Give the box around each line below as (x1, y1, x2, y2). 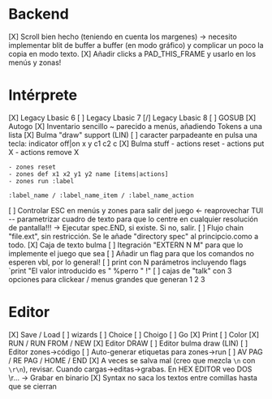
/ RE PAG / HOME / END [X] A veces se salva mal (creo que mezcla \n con (8, 355, 256, 365)
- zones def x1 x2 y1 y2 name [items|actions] (8, 169, 169, 178)
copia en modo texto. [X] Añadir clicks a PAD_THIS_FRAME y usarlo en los (8, 49, 257, 58)
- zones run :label (8, 177, 75, 185)
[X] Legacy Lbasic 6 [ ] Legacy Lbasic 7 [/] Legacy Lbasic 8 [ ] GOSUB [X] (8, 113, 257, 122)
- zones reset (8, 163, 57, 171)
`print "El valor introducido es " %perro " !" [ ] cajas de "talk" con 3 (8, 265, 232, 276)
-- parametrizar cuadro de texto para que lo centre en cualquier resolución (8, 214, 258, 224)
